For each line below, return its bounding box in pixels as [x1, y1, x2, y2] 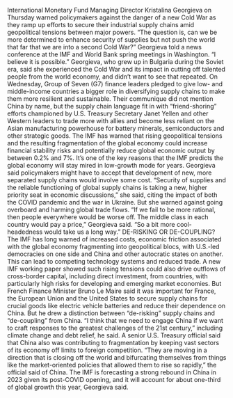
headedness [7, 228, 43, 236]
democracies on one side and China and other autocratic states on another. [7, 250, 224, 258]
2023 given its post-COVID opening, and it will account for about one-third [7, 376, 221, 383]
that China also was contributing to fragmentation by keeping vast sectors [7, 339, 220, 347]
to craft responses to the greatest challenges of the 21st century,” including [7, 324, 223, 332]
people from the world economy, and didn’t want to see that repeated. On [7, 72, 218, 81]
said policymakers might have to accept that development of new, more [7, 168, 212, 177]
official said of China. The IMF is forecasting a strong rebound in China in [7, 368, 217, 376]
